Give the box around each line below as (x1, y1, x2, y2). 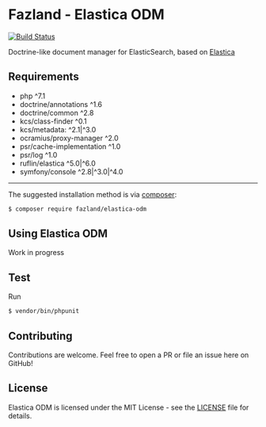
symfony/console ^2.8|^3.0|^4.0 (19, 166, 123, 176)
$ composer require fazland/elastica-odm (8, 204, 147, 213)
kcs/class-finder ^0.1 (19, 116, 87, 126)
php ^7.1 (19, 91, 46, 101)
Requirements (8, 70, 79, 84)
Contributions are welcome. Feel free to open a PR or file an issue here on (8, 350, 249, 360)
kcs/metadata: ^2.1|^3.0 (19, 124, 97, 134)
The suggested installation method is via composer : (8, 189, 177, 199)
